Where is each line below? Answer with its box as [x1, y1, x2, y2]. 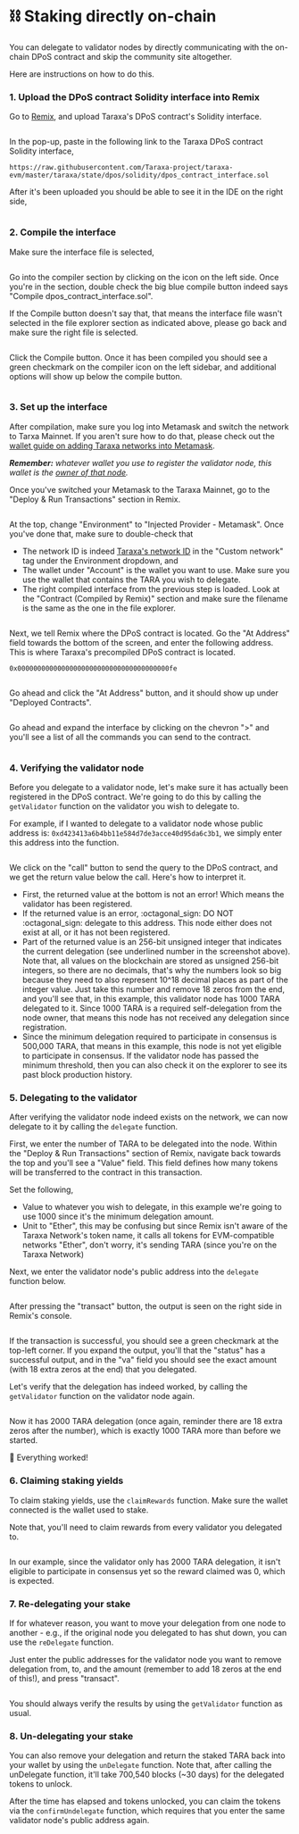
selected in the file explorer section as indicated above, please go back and [9, 317, 287, 328]
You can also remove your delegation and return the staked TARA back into [9, 1750, 286, 1761]
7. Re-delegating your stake [9, 1597, 131, 1610]
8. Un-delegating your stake [9, 1730, 134, 1742]
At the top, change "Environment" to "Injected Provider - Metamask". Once [9, 519, 284, 529]
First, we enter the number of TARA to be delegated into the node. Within [9, 1138, 278, 1149]
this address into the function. [9, 838, 120, 848]
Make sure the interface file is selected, [9, 246, 154, 257]
